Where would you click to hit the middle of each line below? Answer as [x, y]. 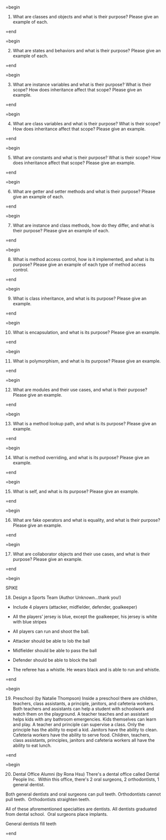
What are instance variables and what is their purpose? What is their [82, 84]
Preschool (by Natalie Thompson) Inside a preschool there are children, [85, 698]
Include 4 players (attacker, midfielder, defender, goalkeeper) [75, 607]
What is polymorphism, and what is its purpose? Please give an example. [87, 361]
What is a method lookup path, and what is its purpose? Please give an [84, 423]
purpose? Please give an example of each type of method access [79, 264]
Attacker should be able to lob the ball [51, 641]
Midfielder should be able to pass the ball [55, 650]
